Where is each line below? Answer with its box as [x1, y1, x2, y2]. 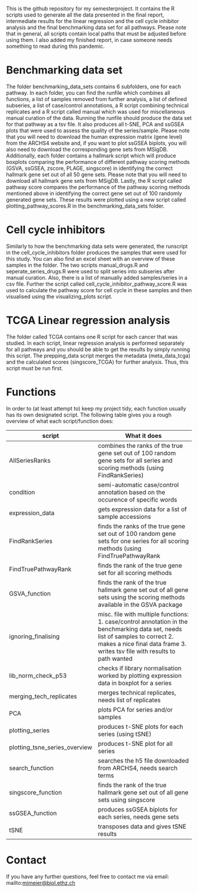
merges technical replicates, [98, 689, 177, 697]
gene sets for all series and [98, 456, 173, 464]
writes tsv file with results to [98, 647, 176, 655]
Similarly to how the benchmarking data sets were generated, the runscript [6, 243, 188, 250]
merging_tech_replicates [9, 692, 77, 700]
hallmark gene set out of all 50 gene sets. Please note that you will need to [6, 171, 187, 178]
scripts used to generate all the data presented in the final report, [6, 11, 164, 18]
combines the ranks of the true [98, 441, 183, 450]
